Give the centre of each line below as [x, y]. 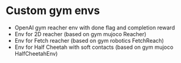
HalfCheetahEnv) [36, 53]
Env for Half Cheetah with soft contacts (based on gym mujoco [94, 47]
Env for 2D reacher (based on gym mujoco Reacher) [80, 34]
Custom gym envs [53, 11]
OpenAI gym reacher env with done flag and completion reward [95, 28]
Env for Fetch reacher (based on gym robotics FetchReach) [89, 40]
